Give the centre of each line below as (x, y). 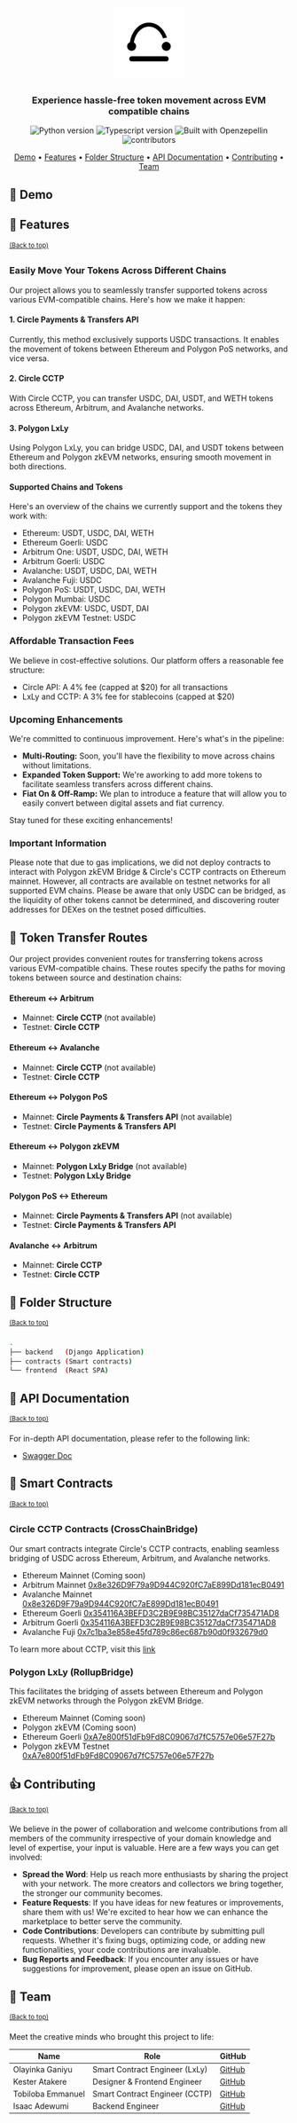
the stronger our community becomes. (92, 1893)
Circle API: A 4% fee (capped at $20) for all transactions (125, 687)
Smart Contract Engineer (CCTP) (152, 2094)
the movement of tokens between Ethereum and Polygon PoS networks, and (148, 349)
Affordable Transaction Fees (72, 641)
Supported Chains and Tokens (66, 487)
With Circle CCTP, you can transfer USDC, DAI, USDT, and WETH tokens (141, 398)
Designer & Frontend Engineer (147, 2081)
